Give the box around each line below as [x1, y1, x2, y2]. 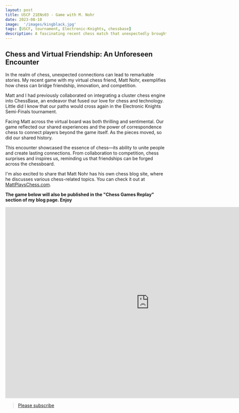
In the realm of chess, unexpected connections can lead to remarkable [5, 71, 154, 78]
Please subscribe [17, 402, 55, 408]
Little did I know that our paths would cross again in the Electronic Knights [5, 103, 161, 109]
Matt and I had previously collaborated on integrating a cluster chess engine [5, 92, 165, 98]
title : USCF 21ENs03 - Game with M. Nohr [5, 12, 95, 17]
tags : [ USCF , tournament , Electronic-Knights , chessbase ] [5, 27, 131, 32]
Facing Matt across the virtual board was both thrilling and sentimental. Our [5, 118, 164, 124]
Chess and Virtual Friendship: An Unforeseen [5, 50, 153, 59]
